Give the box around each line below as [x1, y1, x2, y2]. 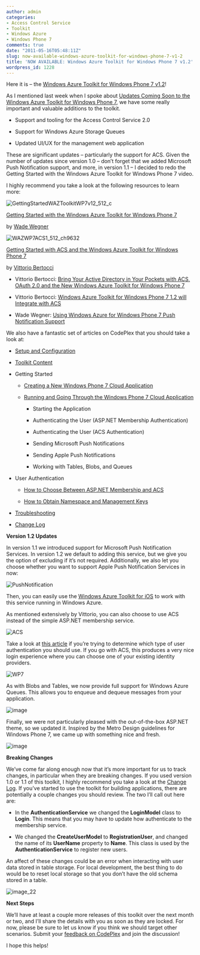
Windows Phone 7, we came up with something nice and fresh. [6, 731, 161, 738]
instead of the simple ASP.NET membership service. [6, 617, 135, 625]
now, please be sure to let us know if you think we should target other [6, 924, 177, 931]
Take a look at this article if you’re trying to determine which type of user [6, 640, 185, 647]
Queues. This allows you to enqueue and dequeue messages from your [6, 688, 182, 696]
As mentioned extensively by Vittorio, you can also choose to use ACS [6, 611, 179, 618]
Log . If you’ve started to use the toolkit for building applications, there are [6, 785, 187, 792]
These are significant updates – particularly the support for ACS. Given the [6, 151, 190, 158]
